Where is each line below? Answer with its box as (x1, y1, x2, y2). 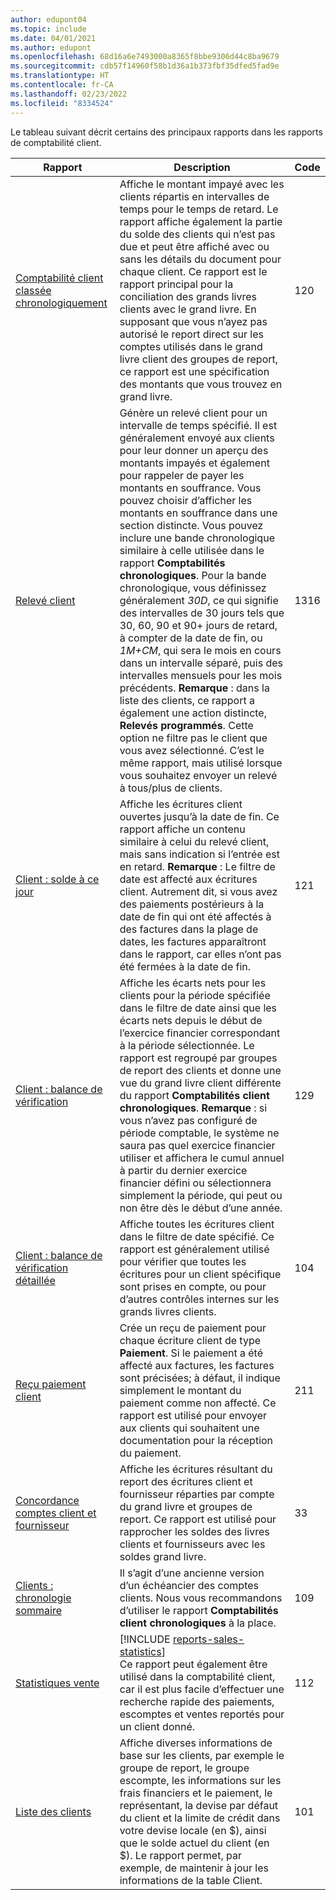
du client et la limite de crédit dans (119, 1811, 281, 1825)
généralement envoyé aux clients (119, 431, 275, 445)
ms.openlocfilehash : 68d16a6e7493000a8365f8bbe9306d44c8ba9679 (10, 52, 280, 62)
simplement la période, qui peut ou (119, 1188, 283, 1202)
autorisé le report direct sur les (119, 327, 264, 341)
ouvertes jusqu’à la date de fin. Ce (119, 809, 280, 823)
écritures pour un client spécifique (119, 1267, 282, 1281)
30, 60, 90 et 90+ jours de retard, (119, 618, 278, 632)
